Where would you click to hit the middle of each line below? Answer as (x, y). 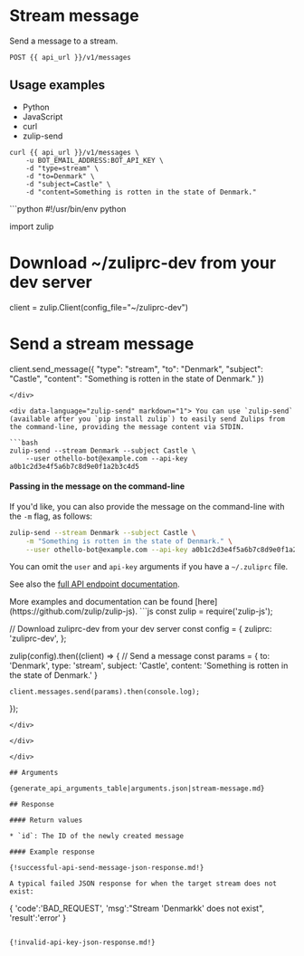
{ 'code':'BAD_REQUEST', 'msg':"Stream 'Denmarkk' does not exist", (137, 908)
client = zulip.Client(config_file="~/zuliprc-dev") (99, 307)
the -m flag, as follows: (51, 516)
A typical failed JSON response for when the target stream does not (143, 884)
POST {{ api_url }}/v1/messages (70, 57)
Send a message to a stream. (64, 41)
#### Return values (46, 820)
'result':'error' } (38, 918)
